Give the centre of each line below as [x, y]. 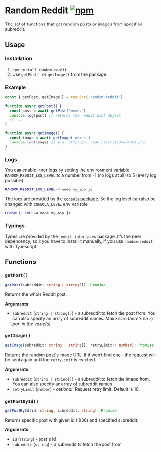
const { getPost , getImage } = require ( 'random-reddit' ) [64, 97]
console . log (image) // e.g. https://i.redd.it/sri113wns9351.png [77, 142]
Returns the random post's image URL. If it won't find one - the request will [80, 355]
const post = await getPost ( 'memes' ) [48, 111]
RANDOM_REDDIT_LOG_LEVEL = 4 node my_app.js [49, 189]
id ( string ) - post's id [34, 439]
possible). [15, 180]
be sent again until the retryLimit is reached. [51, 359]
